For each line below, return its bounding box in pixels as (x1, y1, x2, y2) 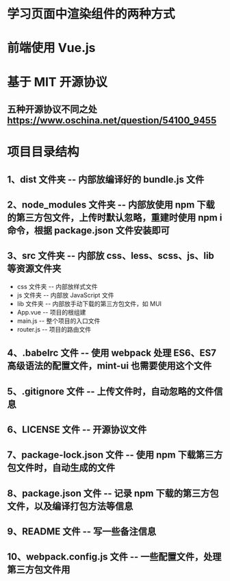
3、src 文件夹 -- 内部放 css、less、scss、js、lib (7, 250, 214, 262)
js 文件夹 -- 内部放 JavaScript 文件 (16, 290, 114, 299)
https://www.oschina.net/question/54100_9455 (7, 114, 217, 126)
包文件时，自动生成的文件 (7, 462, 115, 473)
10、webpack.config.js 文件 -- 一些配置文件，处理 (7, 551, 222, 563)
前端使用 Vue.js (7, 40, 96, 55)
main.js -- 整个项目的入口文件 (16, 317, 101, 325)
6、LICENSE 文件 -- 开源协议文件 (7, 423, 147, 435)
